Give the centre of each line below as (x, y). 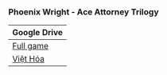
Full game (31, 46)
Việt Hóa (29, 59)
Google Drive (38, 33)
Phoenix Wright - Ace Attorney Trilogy (83, 12)
